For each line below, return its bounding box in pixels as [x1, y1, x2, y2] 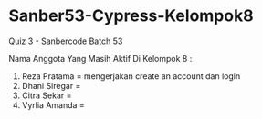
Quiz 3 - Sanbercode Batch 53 [8, 35, 123, 46]
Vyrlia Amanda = [21, 99, 86, 110]
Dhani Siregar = [21, 80, 81, 91]
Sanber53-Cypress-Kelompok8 [8, 5, 254, 26]
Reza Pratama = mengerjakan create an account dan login [21, 70, 241, 82]
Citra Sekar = [21, 90, 72, 101]
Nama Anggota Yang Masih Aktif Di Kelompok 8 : [8, 53, 193, 64]
